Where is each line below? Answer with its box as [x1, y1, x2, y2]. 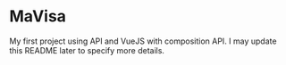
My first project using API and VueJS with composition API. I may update [9, 36, 277, 46]
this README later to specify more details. [9, 45, 165, 55]
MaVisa [9, 6, 67, 27]
